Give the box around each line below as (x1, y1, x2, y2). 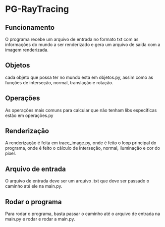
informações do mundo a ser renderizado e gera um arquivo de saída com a (5, 42, 161, 48)
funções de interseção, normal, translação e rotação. (5, 79, 113, 85)
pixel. (5, 150, 16, 157)
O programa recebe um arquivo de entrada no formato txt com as (5, 36, 139, 42)
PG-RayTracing (5, 3, 69, 15)
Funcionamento (5, 23, 55, 32)
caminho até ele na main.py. (5, 183, 63, 189)
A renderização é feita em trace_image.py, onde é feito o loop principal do (5, 140, 157, 146)
